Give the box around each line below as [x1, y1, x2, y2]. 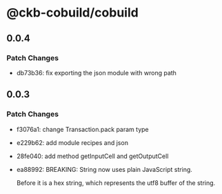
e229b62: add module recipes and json [16, 138, 129, 146]
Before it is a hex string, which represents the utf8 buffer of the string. [16, 178, 216, 187]
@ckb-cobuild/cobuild [6, 5, 139, 21]
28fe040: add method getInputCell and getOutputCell [16, 152, 169, 160]
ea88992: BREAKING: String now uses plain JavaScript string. [16, 165, 192, 173]
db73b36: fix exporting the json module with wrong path [16, 68, 177, 77]
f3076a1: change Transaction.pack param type [16, 125, 149, 133]
